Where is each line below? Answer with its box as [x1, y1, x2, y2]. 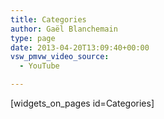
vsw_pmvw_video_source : [10, 52, 110, 62]
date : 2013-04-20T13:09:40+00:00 [10, 42, 150, 53]
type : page [10, 33, 56, 43]
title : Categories [10, 14, 87, 25]
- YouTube [19, 61, 60, 71]
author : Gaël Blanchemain [10, 24, 118, 34]
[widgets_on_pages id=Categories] [10, 97, 155, 109]
